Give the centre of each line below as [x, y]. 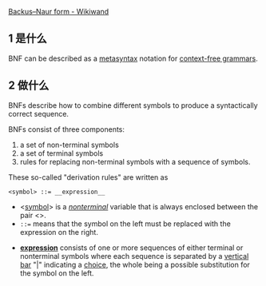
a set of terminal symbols [62, 153]
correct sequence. [39, 113]
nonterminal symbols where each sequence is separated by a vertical [134, 256]
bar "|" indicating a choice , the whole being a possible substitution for [135, 264]
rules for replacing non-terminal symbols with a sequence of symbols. [135, 161]
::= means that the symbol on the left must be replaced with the [125, 224]
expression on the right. [59, 232]
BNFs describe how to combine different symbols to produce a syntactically [133, 105]
